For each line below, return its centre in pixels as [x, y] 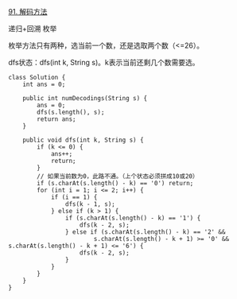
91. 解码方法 [28, 12]
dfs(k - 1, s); [90, 204]
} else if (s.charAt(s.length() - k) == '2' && [145, 232]
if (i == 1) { [74, 197]
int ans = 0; [44, 84]
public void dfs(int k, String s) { [84, 140]
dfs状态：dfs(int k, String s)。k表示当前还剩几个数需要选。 [104, 62]
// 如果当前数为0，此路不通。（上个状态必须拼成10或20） [118, 177]
